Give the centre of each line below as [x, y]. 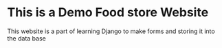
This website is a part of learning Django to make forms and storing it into [111, 31]
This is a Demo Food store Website [108, 13]
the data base [26, 38]
